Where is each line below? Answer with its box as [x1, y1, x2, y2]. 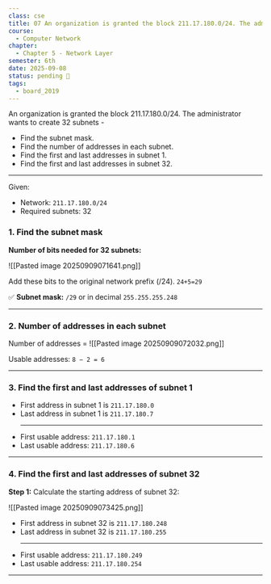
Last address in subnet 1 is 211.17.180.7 [19, 409, 154, 418]
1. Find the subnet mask [8, 227, 103, 238]
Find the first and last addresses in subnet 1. [19, 150, 167, 160]
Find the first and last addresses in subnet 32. [19, 159, 173, 169]
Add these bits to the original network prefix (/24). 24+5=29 [8, 276, 202, 286]
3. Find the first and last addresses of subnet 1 [8, 381, 194, 393]
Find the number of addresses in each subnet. [19, 142, 174, 152]
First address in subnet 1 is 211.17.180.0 [19, 401, 155, 410]
